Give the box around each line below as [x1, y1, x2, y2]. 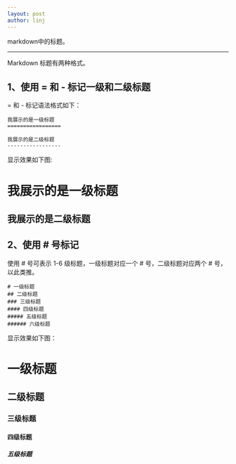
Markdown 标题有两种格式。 [7, 58, 89, 67]
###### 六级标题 [7, 321, 51, 328]
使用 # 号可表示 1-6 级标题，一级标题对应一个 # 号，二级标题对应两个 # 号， [7, 259, 227, 267]
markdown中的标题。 [7, 37, 69, 46]
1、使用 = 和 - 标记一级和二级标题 [7, 81, 151, 93]
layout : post [7, 10, 46, 18]
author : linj [7, 17, 46, 24]
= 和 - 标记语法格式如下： [7, 101, 81, 110]
